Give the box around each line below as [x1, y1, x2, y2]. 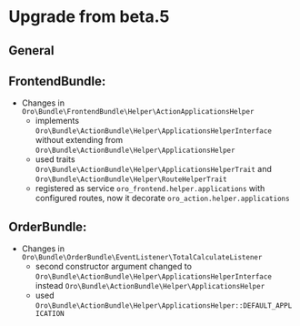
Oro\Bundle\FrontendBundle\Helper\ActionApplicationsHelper [21, 107, 255, 117]
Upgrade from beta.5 [8, 6, 170, 27]
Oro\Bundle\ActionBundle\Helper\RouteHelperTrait [35, 175, 228, 184]
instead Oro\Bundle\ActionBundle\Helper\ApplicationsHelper [35, 280, 265, 291]
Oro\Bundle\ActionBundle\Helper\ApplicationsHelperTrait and [35, 164, 272, 175]
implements [35, 116, 79, 127]
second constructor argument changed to [35, 261, 193, 272]
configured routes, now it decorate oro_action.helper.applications [35, 193, 290, 204]
